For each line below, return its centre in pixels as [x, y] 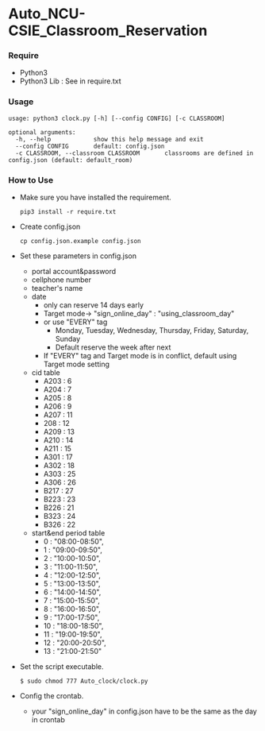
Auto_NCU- [47, 14]
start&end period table [68, 533]
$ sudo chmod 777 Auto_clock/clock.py [84, 681]
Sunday [68, 339]
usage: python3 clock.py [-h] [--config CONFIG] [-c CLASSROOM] [117, 118]
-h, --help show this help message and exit [109, 139]
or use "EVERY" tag [75, 322]
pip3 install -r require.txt [68, 212]
